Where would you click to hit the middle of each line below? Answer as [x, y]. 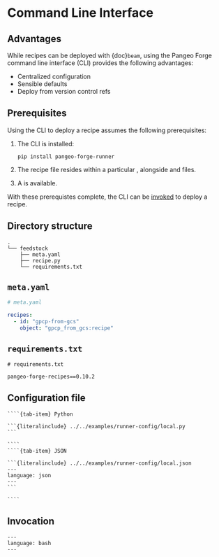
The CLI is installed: [46, 143]
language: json [29, 475]
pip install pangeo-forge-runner [66, 156]
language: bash [29, 544]
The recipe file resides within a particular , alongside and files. [107, 169]
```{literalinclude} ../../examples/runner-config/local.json [99, 463]
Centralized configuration [54, 76]
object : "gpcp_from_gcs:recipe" [67, 328]
